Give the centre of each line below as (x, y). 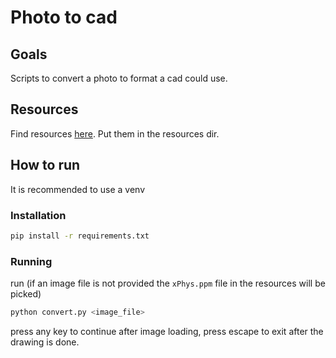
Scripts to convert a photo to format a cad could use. (119, 78)
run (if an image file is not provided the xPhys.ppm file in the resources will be (168, 283)
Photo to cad (64, 17)
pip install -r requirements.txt (80, 236)
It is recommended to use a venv (78, 189)
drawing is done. (45, 342)
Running (31, 261)
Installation (38, 215)
